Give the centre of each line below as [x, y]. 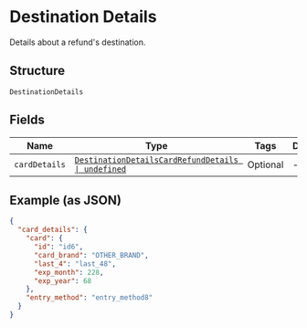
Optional [265, 164]
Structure [37, 71]
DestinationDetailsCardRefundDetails [157, 160]
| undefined [101, 169]
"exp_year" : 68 [63, 280]
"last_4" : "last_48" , [75, 264]
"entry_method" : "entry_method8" [90, 298]
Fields [27, 120]
